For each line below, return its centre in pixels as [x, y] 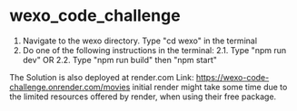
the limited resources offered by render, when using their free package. [143, 97]
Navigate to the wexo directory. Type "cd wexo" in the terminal [139, 41]
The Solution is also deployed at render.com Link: [102, 77]
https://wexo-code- [233, 77]
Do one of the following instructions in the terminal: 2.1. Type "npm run [154, 50]
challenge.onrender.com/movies [70, 87]
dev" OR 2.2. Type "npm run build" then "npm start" [120, 60]
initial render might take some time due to [210, 87]
